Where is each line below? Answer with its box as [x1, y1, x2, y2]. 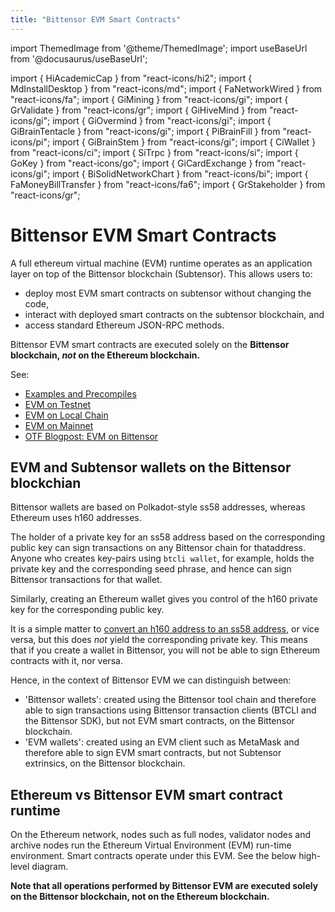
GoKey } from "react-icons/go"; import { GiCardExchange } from [10, 157, 275, 169]
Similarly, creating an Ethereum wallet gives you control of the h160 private [10, 593, 318, 605]
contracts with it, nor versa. [10, 655, 123, 667]
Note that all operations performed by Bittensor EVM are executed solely [10, 880, 319, 892]
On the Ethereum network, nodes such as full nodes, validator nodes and [10, 829, 312, 841]
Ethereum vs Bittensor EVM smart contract [10, 786, 283, 803]
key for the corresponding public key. [10, 604, 165, 616]
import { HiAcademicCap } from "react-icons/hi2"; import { [10, 72, 253, 84]
